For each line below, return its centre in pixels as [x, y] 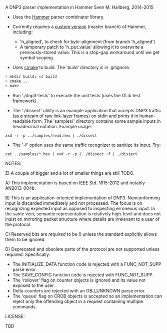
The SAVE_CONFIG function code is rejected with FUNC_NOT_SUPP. [83, 274]
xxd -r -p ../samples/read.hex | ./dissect [51, 135]
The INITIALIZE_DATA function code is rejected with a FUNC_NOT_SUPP [87, 264]
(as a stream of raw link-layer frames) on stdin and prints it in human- [84, 116]
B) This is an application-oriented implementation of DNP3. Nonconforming [82, 198]
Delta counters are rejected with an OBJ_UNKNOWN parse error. [79, 290]
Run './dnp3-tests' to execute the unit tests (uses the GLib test [76, 95]
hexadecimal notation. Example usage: [52, 126]
